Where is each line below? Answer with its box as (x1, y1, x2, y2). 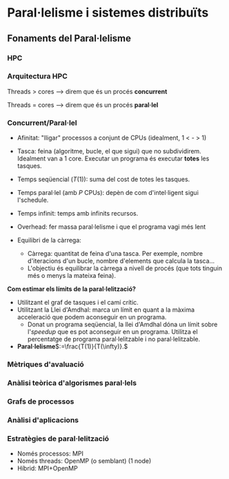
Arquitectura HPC (7, 71, 68, 81)
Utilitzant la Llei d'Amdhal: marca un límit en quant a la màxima (17, 306, 195, 314)
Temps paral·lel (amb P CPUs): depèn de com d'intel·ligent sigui (17, 189, 199, 197)
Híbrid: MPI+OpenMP (17, 464, 78, 473)
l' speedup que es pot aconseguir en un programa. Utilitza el (27, 328, 198, 336)
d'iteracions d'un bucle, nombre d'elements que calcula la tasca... (27, 257, 215, 265)
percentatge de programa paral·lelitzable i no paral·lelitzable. (27, 335, 201, 344)
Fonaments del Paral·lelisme (7, 32, 132, 44)
